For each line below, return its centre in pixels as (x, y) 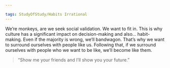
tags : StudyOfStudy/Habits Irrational (46, 14)
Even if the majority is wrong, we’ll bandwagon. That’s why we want (94, 39)
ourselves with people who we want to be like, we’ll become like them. (79, 50)
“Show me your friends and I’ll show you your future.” (74, 60)
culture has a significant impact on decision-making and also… (71, 34)
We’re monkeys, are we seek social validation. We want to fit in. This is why (84, 29)
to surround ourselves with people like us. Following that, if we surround (81, 45)
